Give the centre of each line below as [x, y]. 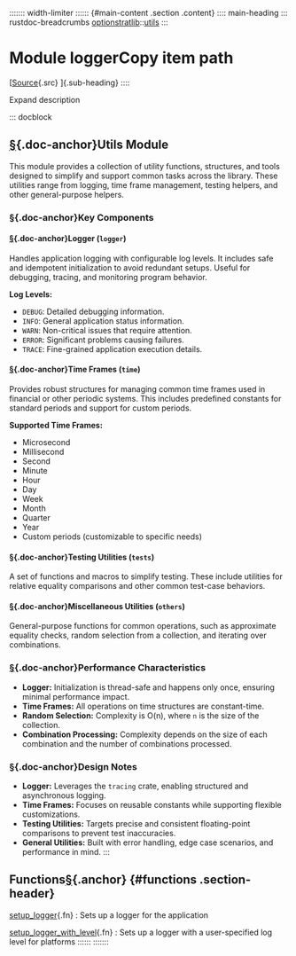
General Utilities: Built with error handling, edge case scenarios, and [148, 842]
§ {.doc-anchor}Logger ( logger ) [68, 239]
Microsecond [46, 443]
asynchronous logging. [64, 795]
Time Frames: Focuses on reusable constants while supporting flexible [152, 805]
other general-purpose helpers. [66, 194]
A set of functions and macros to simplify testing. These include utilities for [146, 576]
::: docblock [31, 117]
